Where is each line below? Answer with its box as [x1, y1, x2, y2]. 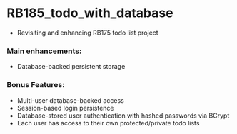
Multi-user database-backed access [16, 96, 124, 104]
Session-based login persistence [16, 104, 115, 112]
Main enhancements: [6, 46, 82, 56]
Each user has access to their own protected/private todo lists [16, 118, 200, 127]
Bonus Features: [6, 80, 65, 90]
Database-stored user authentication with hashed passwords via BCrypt [16, 111, 230, 120]
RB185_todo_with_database [6, 5, 173, 21]
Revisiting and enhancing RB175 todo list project [16, 28, 158, 37]
